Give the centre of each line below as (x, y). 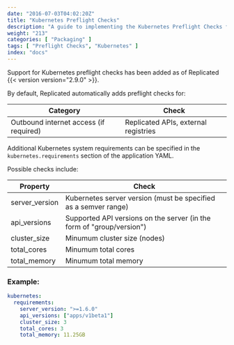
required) (26, 131)
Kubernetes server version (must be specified (140, 198)
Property (35, 186)
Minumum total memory (104, 261)
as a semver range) (97, 206)
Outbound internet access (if (58, 122)
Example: (23, 282)
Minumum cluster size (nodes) (115, 238)
